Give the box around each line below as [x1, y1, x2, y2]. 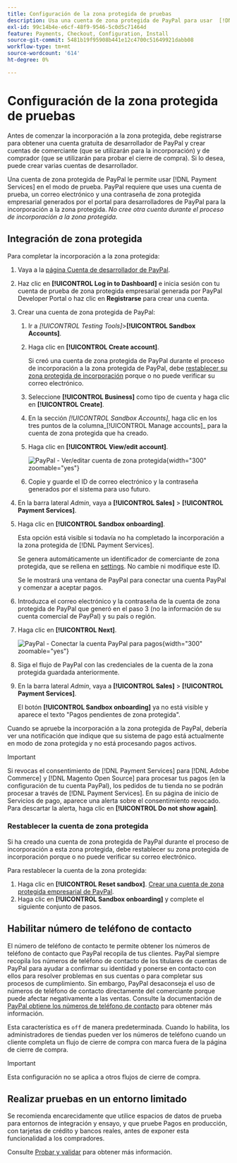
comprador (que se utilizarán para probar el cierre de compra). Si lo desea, [7, 153, 226, 162]
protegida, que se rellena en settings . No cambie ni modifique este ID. [17, 562, 221, 571]
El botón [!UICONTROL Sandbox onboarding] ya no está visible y [17, 703, 209, 711]
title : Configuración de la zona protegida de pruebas [7, 10, 172, 18]
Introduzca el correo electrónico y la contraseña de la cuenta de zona [17, 597, 220, 605]
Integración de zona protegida [7, 233, 142, 245]
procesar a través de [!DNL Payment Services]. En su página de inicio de [7, 789, 219, 797]
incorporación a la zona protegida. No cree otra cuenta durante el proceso [7, 205, 224, 213]
